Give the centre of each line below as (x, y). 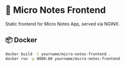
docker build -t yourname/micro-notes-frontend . (58, 54)
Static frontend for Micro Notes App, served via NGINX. (62, 24)
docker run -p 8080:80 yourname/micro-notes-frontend (63, 59)
